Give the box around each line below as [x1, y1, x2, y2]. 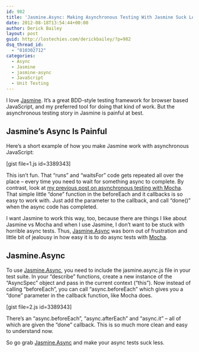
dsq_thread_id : [6, 42, 44, 48]
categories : [6, 53, 36, 59]
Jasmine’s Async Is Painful [6, 126, 108, 137]
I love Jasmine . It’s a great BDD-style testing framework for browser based [6, 97, 188, 104]
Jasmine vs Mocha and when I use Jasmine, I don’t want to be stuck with [6, 221, 185, 228]
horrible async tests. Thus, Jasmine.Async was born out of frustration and [6, 227, 188, 234]
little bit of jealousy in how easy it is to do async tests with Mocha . [6, 233, 168, 240]
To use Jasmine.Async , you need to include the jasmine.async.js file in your [6, 267, 191, 274]
